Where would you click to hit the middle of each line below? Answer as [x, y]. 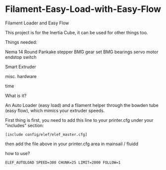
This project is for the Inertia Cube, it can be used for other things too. [77, 32]
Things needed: [21, 42]
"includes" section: [25, 125]
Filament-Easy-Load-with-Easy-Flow [83, 9]
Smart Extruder [21, 67]
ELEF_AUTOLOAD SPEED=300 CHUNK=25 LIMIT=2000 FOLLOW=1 [63, 163]
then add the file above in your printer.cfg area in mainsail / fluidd [72, 144]
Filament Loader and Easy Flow [37, 23]
